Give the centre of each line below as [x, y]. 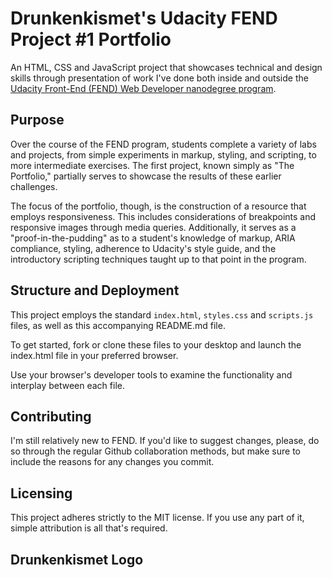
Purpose [37, 120]
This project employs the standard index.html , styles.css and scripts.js [162, 314]
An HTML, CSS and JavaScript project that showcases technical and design [166, 67]
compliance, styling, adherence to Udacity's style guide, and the [143, 248]
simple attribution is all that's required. [89, 528]
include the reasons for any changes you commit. [112, 462]
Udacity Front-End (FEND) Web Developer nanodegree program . [143, 88]
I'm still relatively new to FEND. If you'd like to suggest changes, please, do [165, 441]
